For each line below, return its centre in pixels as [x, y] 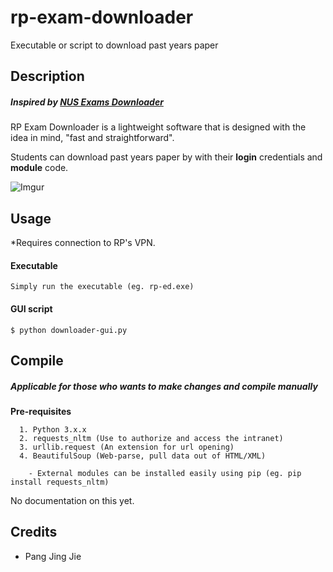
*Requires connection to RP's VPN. [83, 243]
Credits [34, 532]
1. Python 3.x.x [53, 429]
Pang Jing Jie [53, 556]
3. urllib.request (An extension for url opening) [127, 447]
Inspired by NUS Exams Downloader [87, 102]
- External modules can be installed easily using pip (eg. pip [165, 473]
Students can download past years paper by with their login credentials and [166, 157]
